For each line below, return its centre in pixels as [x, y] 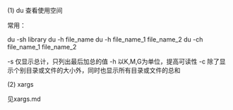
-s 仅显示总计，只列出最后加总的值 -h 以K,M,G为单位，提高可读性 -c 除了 [114, 61]
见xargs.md [24, 99]
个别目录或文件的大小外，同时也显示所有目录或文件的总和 [97, 70]
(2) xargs [20, 84]
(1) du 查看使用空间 [35, 10]
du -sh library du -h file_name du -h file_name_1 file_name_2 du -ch [105, 39]
